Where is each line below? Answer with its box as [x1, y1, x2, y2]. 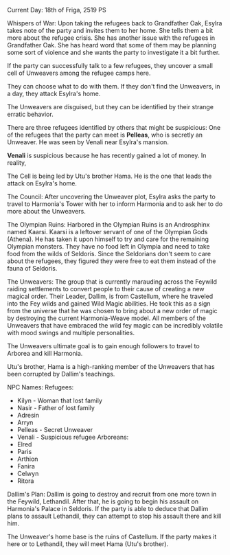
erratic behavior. [7, 110, 54, 118]
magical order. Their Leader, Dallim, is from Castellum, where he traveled [7, 292, 214, 300]
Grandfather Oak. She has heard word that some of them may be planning [7, 41, 216, 49]
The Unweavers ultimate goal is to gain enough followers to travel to [7, 342, 200, 350]
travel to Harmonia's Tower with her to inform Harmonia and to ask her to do [7, 200, 223, 208]
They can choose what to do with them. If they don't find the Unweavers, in [7, 82, 221, 90]
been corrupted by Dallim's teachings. [7, 370, 115, 378]
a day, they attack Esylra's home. [7, 89, 101, 98]
